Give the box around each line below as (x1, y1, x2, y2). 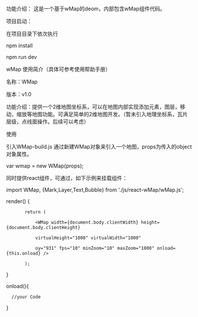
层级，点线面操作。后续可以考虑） (6, 118, 89, 125)
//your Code (11, 294, 41, 300)
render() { (6, 198, 30, 205)
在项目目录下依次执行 (6, 30, 58, 37)
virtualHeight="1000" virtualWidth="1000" (35, 235, 142, 241)
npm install (6, 42, 33, 49)
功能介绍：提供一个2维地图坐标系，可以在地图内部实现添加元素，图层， (6, 103, 180, 110)
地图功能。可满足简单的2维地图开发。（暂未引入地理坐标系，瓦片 (31, 111, 188, 117)
